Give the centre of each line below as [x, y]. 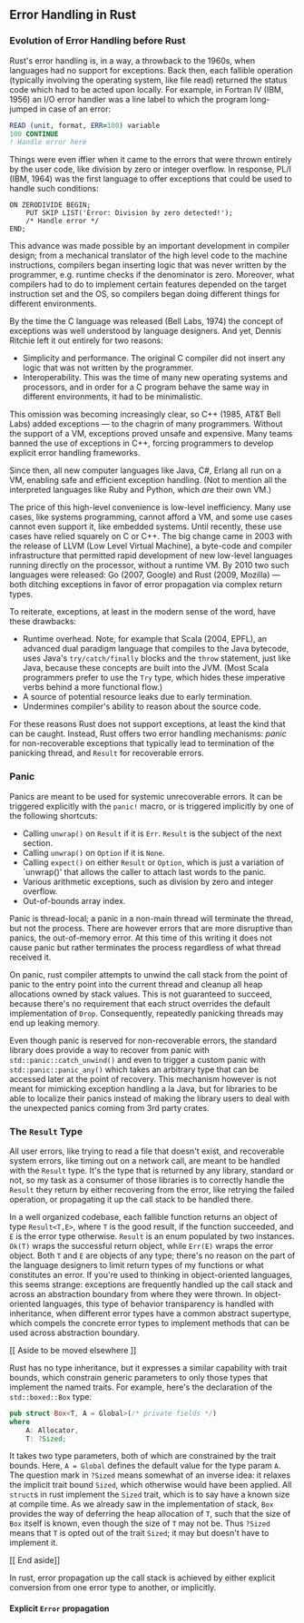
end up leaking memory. [55, 1023]
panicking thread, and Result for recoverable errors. [107, 753]
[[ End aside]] [35, 1560]
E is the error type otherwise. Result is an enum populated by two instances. [152, 1236]
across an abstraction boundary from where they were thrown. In [131, 1293]
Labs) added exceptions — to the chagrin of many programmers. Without [146, 424]
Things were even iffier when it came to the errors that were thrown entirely [151, 160]
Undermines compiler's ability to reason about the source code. [142, 706]
